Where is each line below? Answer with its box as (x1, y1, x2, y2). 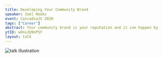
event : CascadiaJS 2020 (5, 16, 54, 21)
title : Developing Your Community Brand (5, 7, 89, 12)
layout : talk (5, 35, 32, 39)
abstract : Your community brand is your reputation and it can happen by (5, 25, 159, 30)
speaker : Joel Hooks (5, 12, 47, 17)
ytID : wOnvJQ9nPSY (5, 30, 42, 35)
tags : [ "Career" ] (5, 20, 41, 26)
